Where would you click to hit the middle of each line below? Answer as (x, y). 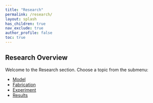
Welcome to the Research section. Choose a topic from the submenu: (77, 70)
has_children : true (25, 24)
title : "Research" (24, 10)
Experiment (24, 90)
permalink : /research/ (29, 14)
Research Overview (36, 58)
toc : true (15, 38)
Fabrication (24, 85)
